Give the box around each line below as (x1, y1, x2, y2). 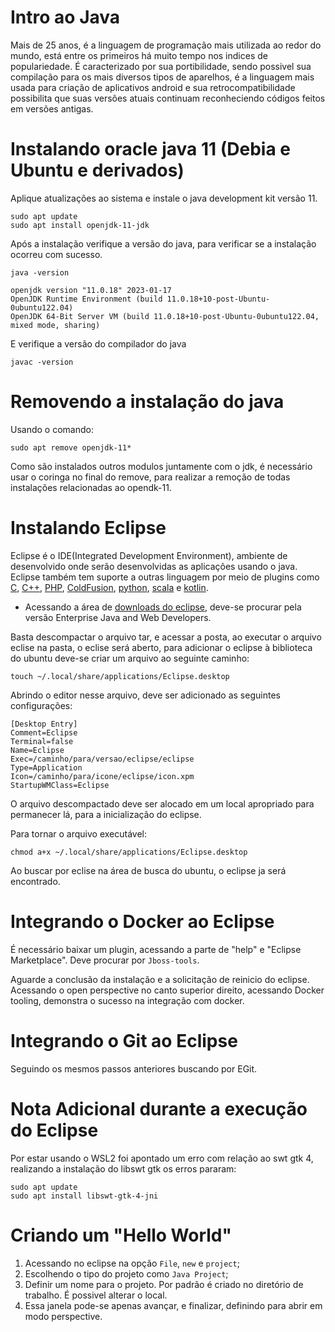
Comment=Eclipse (10, 727, 78, 738)
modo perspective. (24, 1310, 103, 1322)
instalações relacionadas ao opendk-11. (10, 481, 172, 493)
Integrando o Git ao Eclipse (10, 1029, 238, 1052)
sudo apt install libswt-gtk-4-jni (10, 1191, 159, 1201)
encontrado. (10, 875, 61, 887)
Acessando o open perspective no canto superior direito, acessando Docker (10, 984, 325, 996)
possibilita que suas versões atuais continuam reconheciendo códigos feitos (10, 92, 326, 104)
